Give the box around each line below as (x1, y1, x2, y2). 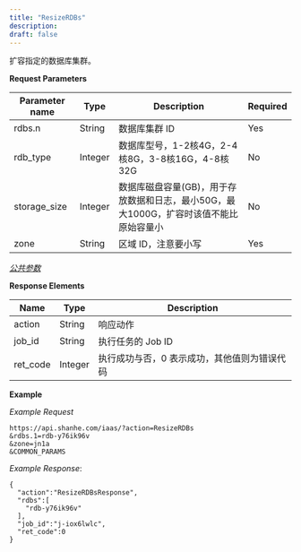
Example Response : (9, 463, 82, 474)
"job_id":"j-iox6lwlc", (17, 520, 106, 529)
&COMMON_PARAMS (9, 447, 66, 457)
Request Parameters (9, 73, 88, 84)
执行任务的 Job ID (98, 335, 173, 348)
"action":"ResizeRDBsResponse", (17, 488, 139, 497)
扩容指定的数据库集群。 (9, 56, 96, 66)
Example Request (9, 407, 74, 418)
